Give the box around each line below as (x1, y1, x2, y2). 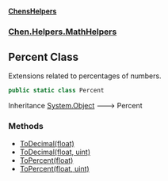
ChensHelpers (8, 6, 57, 16)
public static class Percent (8, 87, 105, 95)
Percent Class (8, 50, 79, 63)
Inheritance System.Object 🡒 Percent (8, 101, 143, 111)
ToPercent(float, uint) (19, 164, 90, 173)
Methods (8, 121, 44, 132)
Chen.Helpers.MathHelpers (8, 26, 117, 37)
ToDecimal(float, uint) (19, 147, 91, 156)
